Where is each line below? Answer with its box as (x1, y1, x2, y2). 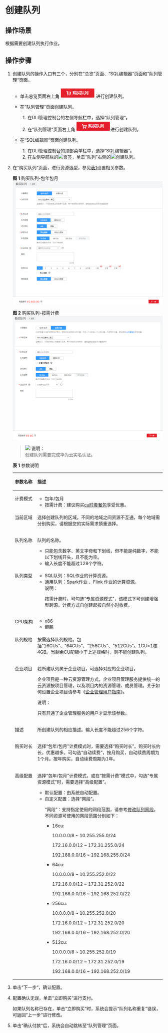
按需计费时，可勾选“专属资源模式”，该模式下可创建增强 (44, 596, 158, 602)
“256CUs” (86, 642, 108, 649)
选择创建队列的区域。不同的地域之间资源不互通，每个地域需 (37, 514, 160, 520)
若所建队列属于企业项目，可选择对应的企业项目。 (37, 665, 138, 671)
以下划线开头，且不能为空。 (44, 554, 102, 560)
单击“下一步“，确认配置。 (12, 984, 65, 990)
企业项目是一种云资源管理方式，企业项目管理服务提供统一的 (37, 676, 160, 682)
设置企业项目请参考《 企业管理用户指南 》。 (41, 688, 127, 694)
